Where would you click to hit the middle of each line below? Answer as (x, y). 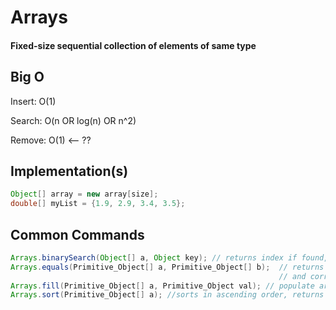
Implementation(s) (69, 171)
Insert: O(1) (33, 101)
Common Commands (77, 234)
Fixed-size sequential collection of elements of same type (133, 45)
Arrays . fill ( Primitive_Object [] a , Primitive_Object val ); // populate (162, 286)
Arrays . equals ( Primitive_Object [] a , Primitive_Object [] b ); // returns (167, 267)
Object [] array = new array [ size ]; (84, 194)
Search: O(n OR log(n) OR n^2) (73, 120)
